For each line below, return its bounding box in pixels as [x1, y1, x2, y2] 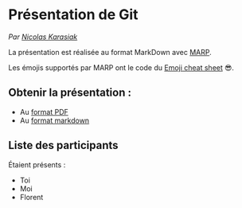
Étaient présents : [8, 159, 66, 169]
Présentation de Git [8, 6, 139, 24]
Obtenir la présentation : [8, 86, 131, 100]
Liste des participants [8, 139, 119, 152]
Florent [19, 192, 44, 202]
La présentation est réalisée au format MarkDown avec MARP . [8, 47, 213, 57]
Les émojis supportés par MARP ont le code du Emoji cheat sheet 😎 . [8, 62, 235, 73]
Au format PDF [19, 107, 69, 116]
